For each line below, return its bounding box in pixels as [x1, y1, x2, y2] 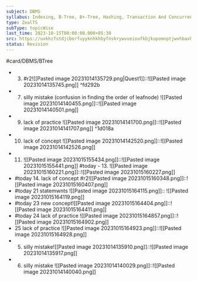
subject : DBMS [6, 8, 41, 15]
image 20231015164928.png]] [14, 231, 87, 238]
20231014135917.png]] [23, 249, 78, 256]
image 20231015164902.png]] [36, 218, 109, 225]
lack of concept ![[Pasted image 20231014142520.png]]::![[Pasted [23, 137, 183, 144]
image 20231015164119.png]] [14, 193, 85, 200]
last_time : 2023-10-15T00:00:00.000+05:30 [6, 31, 111, 36]
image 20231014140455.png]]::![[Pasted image [23, 100, 137, 107]
